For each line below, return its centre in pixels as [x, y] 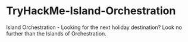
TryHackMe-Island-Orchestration [91, 11]
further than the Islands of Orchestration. [57, 33]
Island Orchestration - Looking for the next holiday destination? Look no [94, 27]
